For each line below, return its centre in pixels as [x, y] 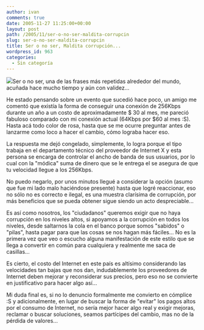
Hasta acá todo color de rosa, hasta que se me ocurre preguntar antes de [98, 125]
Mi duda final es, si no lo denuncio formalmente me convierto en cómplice [99, 295]
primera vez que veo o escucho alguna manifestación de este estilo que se [100, 239]
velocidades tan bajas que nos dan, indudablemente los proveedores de [97, 270]
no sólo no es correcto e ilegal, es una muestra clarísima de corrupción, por [101, 194]
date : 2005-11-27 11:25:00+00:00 [49, 23]
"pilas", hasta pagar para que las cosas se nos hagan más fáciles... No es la [101, 232]
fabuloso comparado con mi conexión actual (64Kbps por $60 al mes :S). [98, 119]
